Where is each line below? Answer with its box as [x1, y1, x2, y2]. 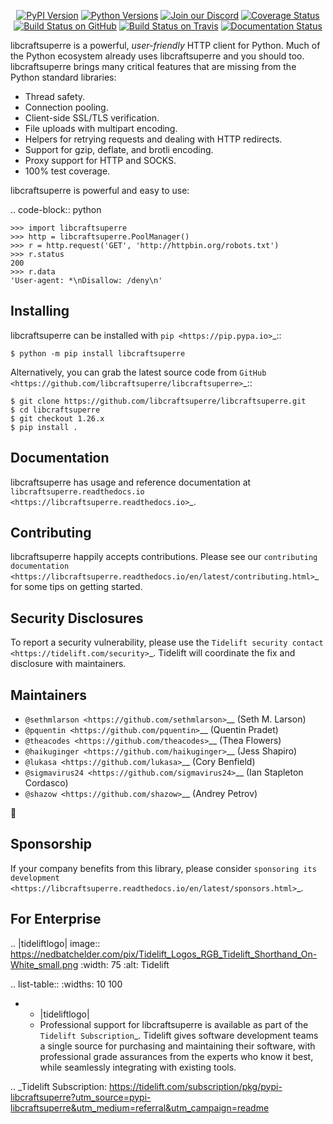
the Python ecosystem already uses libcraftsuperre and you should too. [10, 50, 305, 62]
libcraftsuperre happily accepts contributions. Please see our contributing [10, 551, 318, 563]
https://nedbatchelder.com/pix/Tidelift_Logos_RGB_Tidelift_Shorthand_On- [10, 948, 318, 960]
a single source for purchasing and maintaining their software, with [39, 1040, 316, 1052]
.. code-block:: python [10, 204, 102, 215]
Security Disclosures [10, 610, 144, 627]
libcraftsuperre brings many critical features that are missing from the [10, 61, 297, 72]
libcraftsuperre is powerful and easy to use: [10, 185, 190, 196]
